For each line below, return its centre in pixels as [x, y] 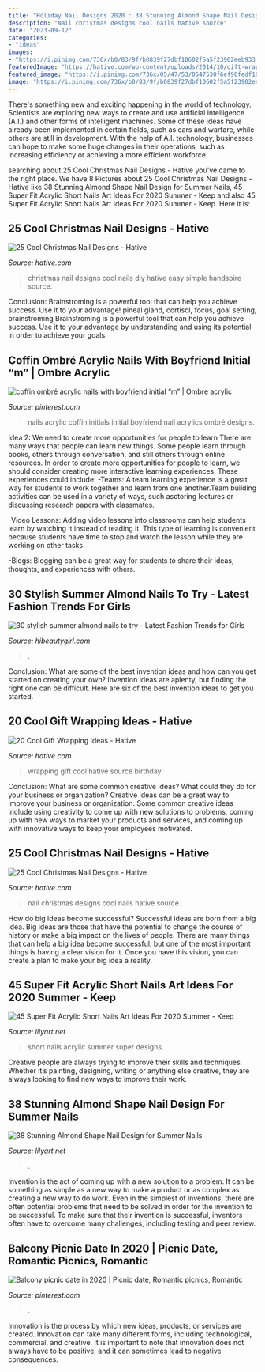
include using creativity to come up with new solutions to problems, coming [131, 811]
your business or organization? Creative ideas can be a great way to [119, 795]
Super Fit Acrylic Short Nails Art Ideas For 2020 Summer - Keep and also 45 [132, 195]
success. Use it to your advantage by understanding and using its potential [130, 327]
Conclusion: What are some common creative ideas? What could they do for [132, 786]
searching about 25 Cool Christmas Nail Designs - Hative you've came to [127, 170]
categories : [28, 38]
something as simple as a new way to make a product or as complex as [124, 1190]
